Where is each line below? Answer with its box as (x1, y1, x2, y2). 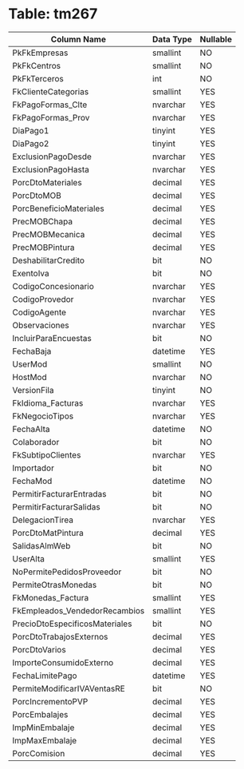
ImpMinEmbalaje (12, 722, 75, 733)
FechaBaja (12, 345, 52, 356)
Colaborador (12, 436, 60, 447)
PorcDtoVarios (12, 644, 66, 655)
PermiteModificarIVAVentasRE (12, 683, 125, 694)
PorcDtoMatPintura (12, 527, 84, 538)
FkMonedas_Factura (12, 592, 89, 603)
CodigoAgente (12, 307, 66, 318)
